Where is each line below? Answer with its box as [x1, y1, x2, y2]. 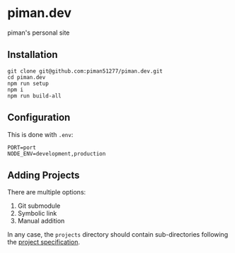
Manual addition [17, 217, 65, 225]
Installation [7, 49, 58, 61]
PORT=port [7, 143, 37, 151]
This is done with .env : [7, 130, 74, 139]
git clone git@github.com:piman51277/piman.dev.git [7, 67, 163, 75]
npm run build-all [7, 92, 62, 100]
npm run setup [7, 80, 50, 87]
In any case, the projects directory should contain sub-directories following [7, 230, 229, 239]
